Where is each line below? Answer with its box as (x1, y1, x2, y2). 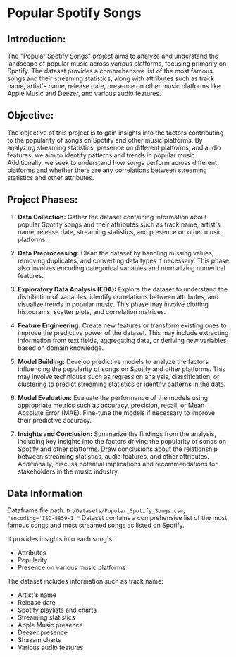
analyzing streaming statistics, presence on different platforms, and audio (7, 143, 221, 152)
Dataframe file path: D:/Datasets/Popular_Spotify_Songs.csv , (7, 506, 185, 514)
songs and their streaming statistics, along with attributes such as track (7, 74, 215, 83)
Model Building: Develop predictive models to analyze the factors (17, 357, 209, 366)
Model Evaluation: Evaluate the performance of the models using (17, 393, 209, 402)
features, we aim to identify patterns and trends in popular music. (7, 150, 197, 159)
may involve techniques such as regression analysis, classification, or (17, 372, 220, 380)
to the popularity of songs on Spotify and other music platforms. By (7, 135, 203, 144)
